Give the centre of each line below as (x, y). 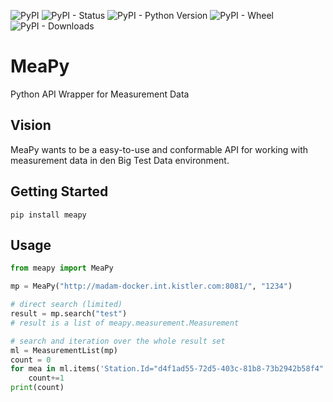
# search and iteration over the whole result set (118, 341)
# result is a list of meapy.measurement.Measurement (125, 323)
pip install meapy (48, 215)
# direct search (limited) (66, 305)
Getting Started (59, 191)
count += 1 (46, 378)
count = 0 (31, 360)
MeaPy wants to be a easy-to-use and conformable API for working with (159, 149)
